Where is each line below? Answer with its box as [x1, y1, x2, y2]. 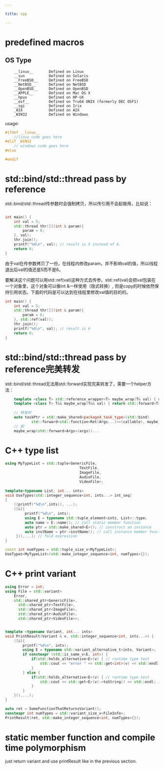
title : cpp [5, 11, 27, 16]
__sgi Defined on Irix [14, 103, 82, 108]
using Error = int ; [5, 584, 45, 589]
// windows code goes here [14, 144, 69, 149]
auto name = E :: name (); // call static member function [24, 520, 141, 525]
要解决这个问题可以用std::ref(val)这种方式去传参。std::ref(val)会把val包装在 [5, 277, 156, 283]
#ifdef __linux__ [5, 130, 41, 135]
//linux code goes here [14, 134, 62, 139]
